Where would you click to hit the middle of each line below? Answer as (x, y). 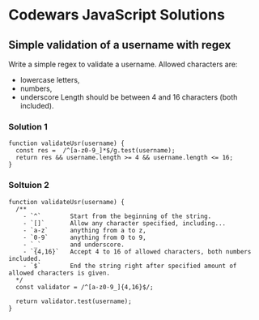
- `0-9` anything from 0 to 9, (85, 237)
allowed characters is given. (59, 273)
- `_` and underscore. (74, 245)
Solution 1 (28, 126)
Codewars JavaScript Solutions (117, 15)
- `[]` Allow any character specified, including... (125, 223)
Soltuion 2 (29, 186)
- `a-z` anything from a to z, (85, 230)
